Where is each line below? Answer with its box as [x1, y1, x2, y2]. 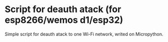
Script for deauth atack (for [5, 4, 122, 15]
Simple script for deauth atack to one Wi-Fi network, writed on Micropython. [5, 31, 163, 37]
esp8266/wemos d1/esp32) [5, 14, 124, 26]
